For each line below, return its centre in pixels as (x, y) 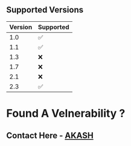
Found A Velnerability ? (66, 113)
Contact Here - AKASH (50, 136)
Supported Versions (45, 10)
